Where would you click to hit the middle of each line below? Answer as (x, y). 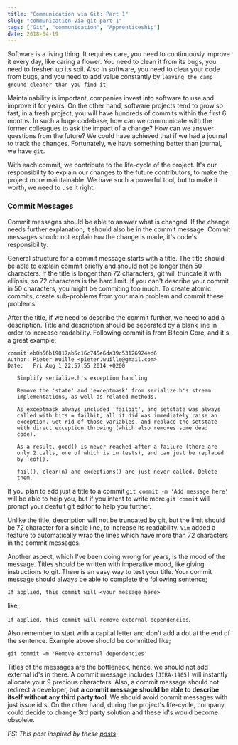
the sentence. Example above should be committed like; (89, 640)
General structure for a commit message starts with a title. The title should (116, 258)
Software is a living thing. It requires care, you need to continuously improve (119, 54)
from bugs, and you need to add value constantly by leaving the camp (110, 77)
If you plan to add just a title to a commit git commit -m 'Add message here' (118, 491)
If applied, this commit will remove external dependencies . (99, 619)
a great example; (32, 340)
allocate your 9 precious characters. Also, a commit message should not (113, 682)
